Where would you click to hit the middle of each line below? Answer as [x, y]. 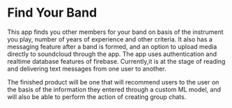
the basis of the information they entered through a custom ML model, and [114, 89]
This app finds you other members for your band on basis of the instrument [115, 32]
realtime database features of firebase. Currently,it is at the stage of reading [116, 61]
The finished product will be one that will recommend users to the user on [113, 82]
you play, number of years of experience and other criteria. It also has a [110, 39]
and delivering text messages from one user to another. [87, 69]
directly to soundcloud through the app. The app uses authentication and [112, 54]
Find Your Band [52, 13]
